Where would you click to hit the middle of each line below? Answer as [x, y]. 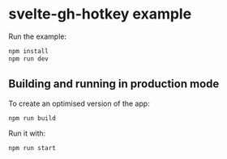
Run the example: [38, 36]
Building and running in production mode [114, 84]
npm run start [32, 149]
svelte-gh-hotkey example [100, 14]
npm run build [32, 118]
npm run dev [28, 59]
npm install [28, 51]
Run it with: [27, 133]
